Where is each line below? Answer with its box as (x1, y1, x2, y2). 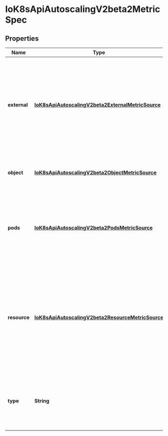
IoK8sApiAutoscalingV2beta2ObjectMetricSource (34, 169, 156, 176)
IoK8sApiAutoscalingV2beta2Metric (5, 4, 160, 15)
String (34, 397, 49, 404)
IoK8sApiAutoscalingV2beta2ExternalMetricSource (34, 101, 161, 108)
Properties (5, 34, 39, 43)
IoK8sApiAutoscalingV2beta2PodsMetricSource (34, 224, 153, 231)
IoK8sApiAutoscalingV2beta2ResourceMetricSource (34, 314, 164, 321)
